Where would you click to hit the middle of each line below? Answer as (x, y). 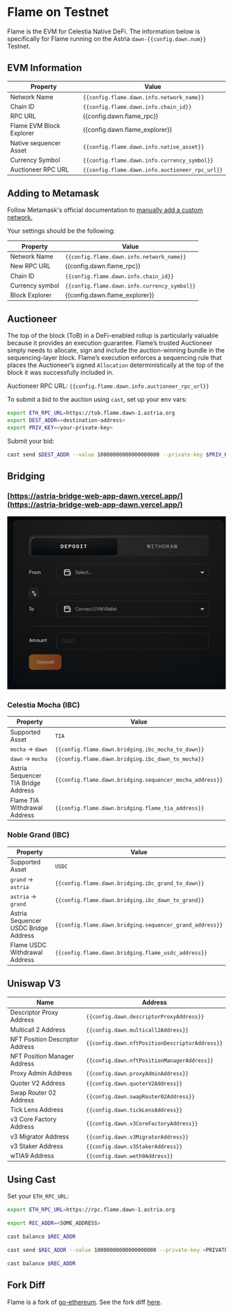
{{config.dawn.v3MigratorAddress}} (138, 1137)
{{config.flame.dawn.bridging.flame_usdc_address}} (131, 953)
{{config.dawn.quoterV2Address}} (134, 1084)
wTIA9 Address (32, 1156)
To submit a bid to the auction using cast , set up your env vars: (97, 400)
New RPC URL (30, 266)
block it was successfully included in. (61, 373)
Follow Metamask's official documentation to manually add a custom (105, 210)
